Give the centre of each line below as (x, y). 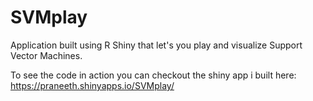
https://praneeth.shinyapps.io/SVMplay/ (92, 85)
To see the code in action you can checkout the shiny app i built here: (153, 75)
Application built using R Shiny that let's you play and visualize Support (156, 45)
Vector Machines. (46, 55)
